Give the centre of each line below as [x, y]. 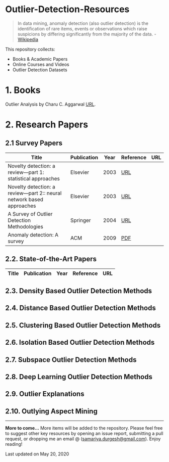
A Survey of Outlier [30, 214]
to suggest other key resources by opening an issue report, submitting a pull [84, 434]
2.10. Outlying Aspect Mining [52, 411]
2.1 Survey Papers [34, 143]
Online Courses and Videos [41, 64]
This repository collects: [30, 49]
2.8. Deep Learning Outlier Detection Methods [79, 377]
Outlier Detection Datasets [40, 70]
